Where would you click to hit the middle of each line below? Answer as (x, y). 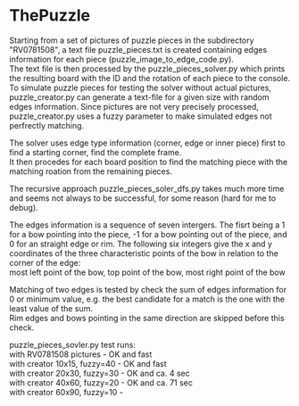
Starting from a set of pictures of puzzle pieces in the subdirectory (132, 40)
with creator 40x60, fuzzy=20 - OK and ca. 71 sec (101, 382)
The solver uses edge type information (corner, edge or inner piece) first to (147, 143)
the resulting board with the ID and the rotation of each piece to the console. (150, 78)
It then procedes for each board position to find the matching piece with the (149, 162)
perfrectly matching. (47, 125)
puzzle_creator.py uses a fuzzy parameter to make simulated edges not (141, 116)
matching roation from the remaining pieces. (91, 171)
